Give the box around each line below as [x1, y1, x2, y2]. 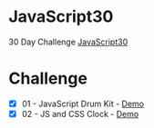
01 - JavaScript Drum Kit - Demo [21, 98, 145, 109]
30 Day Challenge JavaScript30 [8, 36, 128, 47]
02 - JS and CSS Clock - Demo [21, 108, 139, 119]
